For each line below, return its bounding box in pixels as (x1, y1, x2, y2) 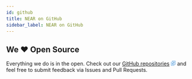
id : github (6, 9, 33, 15)
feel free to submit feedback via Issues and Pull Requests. (6, 67, 148, 74)
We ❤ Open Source (6, 44, 80, 54)
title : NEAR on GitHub (6, 15, 62, 22)
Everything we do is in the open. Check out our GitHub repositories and (6, 60, 187, 67)
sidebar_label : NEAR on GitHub (6, 22, 84, 28)
